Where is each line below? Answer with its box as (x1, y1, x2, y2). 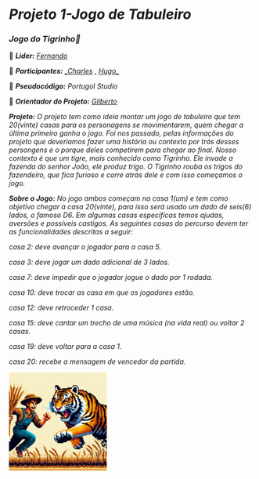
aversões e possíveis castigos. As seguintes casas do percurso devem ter (9, 219, 249, 228)
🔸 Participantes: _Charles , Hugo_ (9, 67, 120, 76)
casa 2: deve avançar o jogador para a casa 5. (9, 242, 161, 252)
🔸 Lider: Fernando (9, 51, 68, 60)
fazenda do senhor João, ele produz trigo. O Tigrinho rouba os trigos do (9, 162, 243, 172)
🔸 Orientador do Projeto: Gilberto (9, 96, 117, 107)
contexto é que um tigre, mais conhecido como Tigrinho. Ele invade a (9, 154, 233, 163)
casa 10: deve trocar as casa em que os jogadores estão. (9, 288, 195, 297)
